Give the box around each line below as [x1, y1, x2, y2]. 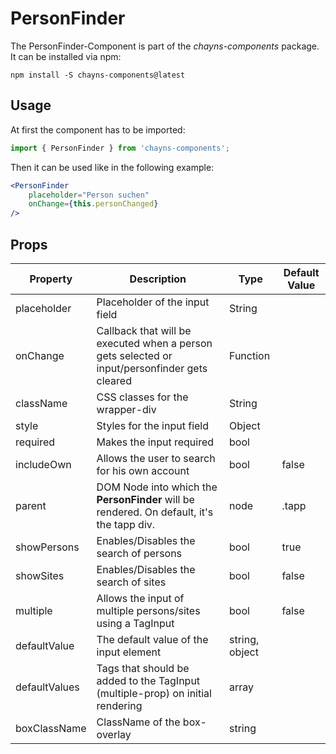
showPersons [15, 540, 80, 554]
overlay [96, 727, 132, 741]
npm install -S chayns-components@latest [10, 70, 186, 80]
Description [129, 272, 187, 286]
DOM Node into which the [96, 480, 218, 494]
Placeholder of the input [96, 295, 210, 309]
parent [15, 498, 47, 512]
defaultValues [15, 680, 80, 694]
